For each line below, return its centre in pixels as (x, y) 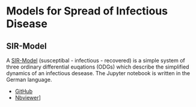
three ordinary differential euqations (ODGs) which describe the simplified (98, 67)
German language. (29, 80)
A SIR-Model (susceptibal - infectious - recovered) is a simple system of (96, 60)
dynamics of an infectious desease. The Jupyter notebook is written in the (98, 73)
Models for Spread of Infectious (87, 11)
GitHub (24, 91)
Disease (27, 24)
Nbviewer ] (28, 98)
